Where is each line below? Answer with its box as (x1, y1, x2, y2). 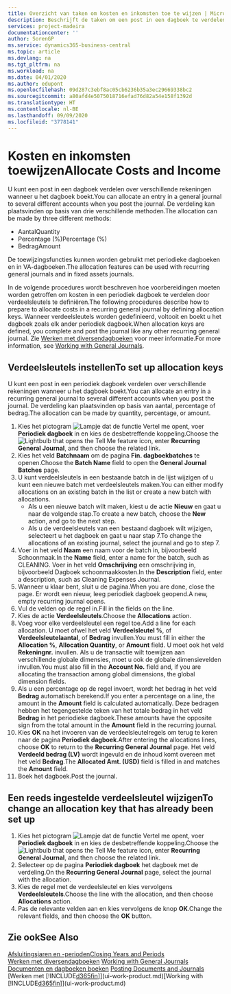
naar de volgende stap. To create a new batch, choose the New (27, 510, 206, 518)
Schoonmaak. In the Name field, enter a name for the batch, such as (17, 554, 210, 562)
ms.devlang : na (8, 55, 51, 62)
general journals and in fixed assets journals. (8, 270, 134, 279)
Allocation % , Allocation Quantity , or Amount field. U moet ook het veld (17, 641, 224, 649)
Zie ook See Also (8, 932, 79, 943)
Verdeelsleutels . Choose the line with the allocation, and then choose (17, 890, 214, 899)
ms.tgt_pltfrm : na (8, 61, 60, 68)
